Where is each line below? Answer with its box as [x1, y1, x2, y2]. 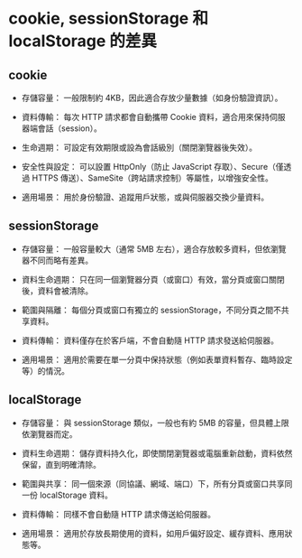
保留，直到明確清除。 [21, 459, 101, 470]
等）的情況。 [21, 365, 69, 376]
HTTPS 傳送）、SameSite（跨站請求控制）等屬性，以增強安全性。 [32, 172, 274, 183]
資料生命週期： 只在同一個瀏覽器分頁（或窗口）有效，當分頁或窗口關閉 [21, 274, 285, 284]
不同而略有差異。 [29, 255, 94, 265]
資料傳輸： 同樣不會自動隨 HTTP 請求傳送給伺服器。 [21, 508, 216, 519]
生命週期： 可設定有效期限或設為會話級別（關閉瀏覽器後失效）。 [21, 142, 258, 153]
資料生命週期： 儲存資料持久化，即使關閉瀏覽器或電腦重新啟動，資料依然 [21, 448, 293, 459]
